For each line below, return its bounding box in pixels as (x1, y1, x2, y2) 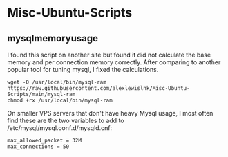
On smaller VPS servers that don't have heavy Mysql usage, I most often (7, 109, 213, 117)
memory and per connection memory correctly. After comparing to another (7, 58, 221, 66)
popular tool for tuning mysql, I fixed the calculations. (7, 66, 159, 73)
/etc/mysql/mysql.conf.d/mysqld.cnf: (7, 124, 113, 132)
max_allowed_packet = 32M (7, 137, 82, 144)
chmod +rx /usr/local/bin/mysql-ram (7, 97, 113, 104)
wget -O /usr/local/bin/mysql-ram (7, 79, 107, 86)
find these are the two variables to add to (7, 116, 124, 124)
